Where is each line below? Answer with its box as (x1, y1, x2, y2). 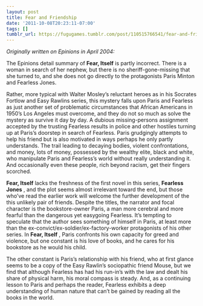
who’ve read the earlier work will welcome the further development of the (6, 192, 190, 200)
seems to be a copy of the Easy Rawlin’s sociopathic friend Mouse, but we (6, 262, 192, 269)
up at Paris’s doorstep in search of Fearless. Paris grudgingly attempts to (6, 129, 188, 137)
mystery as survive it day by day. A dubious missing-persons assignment (6, 116, 188, 124)
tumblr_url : (6, 31, 36, 37)
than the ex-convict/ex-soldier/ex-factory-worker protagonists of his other (6, 224, 192, 232)
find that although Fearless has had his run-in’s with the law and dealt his (6, 269, 188, 276)
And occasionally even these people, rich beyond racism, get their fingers (6, 161, 190, 169)
